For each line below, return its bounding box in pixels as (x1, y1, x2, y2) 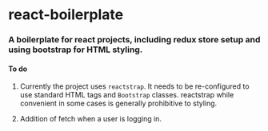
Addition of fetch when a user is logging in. (19, 114, 162, 124)
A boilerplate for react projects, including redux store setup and (8, 34, 261, 46)
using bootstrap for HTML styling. (8, 44, 143, 55)
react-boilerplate (8, 6, 124, 24)
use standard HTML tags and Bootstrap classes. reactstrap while (19, 90, 234, 100)
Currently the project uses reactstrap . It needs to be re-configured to (19, 81, 250, 91)
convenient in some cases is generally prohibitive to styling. (19, 98, 218, 109)
